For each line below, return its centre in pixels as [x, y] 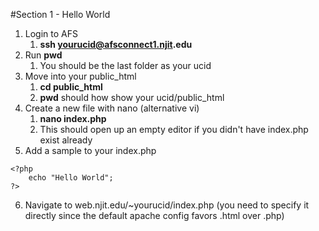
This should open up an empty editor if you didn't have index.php [174, 129]
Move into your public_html [80, 76]
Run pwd [43, 55]
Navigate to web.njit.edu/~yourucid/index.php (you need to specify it [167, 205]
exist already [66, 140]
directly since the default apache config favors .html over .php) [154, 215]
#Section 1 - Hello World [60, 14]
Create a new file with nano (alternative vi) [112, 108]
